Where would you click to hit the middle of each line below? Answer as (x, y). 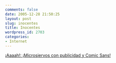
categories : (17, 37)
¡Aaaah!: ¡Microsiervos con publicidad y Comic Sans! (58, 55)
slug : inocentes (21, 23)
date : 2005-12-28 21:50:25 (32, 14)
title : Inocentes (23, 28)
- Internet (16, 42)
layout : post (18, 19)
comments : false (21, 10)
